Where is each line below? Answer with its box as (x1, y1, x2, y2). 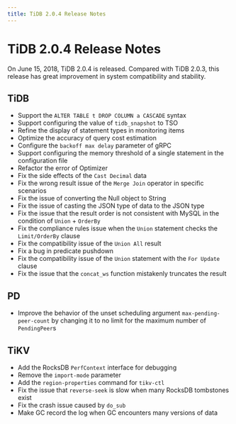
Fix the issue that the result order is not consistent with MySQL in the (17, 209, 220, 218)
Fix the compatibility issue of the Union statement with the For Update (17, 255, 220, 263)
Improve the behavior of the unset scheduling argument (17, 309, 181, 318)
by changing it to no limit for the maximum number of (51, 316, 207, 325)
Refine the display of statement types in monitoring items (17, 126, 185, 135)
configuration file (17, 157, 68, 165)
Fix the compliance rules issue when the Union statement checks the (17, 224, 218, 233)
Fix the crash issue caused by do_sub (17, 401, 126, 409)
